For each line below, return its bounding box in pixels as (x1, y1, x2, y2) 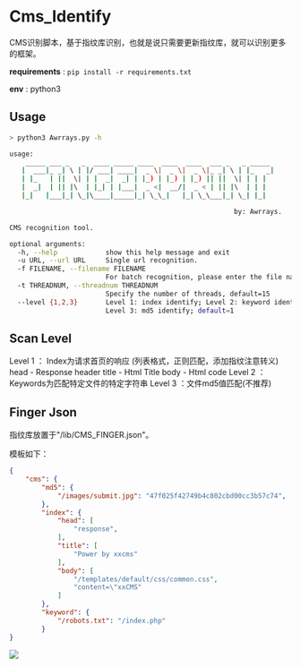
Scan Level (9, 330, 72, 346)
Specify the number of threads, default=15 (105, 289, 271, 298)
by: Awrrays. (233, 207, 282, 216)
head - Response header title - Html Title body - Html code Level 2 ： (9, 367, 266, 378)
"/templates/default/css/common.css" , (73, 575, 219, 584)
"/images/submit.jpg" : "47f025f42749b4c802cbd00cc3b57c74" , (56, 491, 287, 501)
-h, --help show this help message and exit (17, 248, 230, 257)
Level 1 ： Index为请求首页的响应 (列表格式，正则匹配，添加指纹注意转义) (9, 355, 279, 366)
